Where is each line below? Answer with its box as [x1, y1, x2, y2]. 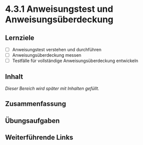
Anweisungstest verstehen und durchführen [12, 47, 102, 52]
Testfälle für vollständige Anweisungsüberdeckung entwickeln [12, 58, 139, 64]
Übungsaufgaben [5, 116, 60, 125]
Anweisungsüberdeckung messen [12, 52, 82, 58]
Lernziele [5, 34, 34, 42]
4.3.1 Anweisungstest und [5, 3, 114, 15]
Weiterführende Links [5, 133, 74, 142]
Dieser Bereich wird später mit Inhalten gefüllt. [5, 85, 100, 91]
